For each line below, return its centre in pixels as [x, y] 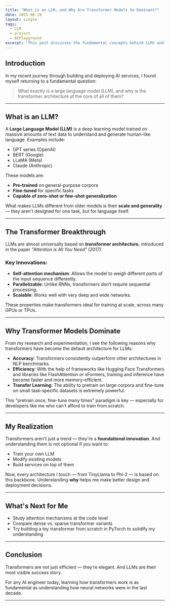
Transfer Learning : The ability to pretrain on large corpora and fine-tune [88, 385]
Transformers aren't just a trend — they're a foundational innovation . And [83, 439]
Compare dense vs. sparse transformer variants [62, 523]
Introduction [25, 64]
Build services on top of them [43, 465]
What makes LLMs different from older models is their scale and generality [84, 206]
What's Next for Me [37, 506]
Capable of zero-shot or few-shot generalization [65, 196]
